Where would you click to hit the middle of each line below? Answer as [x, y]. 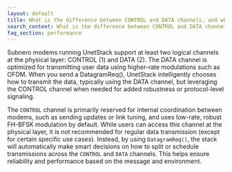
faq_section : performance [44, 33]
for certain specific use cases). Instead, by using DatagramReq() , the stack [112, 140]
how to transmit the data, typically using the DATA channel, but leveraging [112, 82]
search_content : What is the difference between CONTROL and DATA [105, 26]
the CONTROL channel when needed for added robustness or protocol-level [116, 89]
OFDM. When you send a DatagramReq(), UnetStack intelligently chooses [112, 75]
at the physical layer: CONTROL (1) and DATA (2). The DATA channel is [107, 60]
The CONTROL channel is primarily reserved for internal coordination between [115, 110]
